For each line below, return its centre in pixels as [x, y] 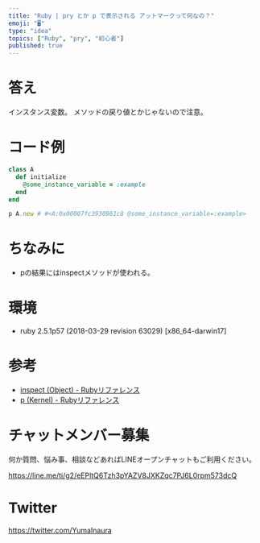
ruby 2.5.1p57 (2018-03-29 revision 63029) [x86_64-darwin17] [123, 331]
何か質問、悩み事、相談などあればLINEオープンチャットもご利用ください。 [132, 459]
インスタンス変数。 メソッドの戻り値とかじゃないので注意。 [108, 112]
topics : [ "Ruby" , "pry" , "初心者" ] [66, 38]
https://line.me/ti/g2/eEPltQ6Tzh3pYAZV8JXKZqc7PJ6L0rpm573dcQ [123, 475]
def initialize [41, 177]
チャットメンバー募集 [79, 435]
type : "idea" [30, 31]
